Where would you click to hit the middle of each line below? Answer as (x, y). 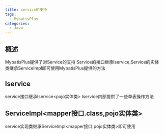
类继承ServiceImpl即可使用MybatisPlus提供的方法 (55, 68)
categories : (17, 23)
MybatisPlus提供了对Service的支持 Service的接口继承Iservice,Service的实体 (82, 62)
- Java (16, 28)
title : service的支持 (26, 10)
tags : (11, 14)
